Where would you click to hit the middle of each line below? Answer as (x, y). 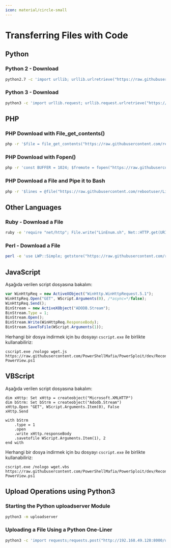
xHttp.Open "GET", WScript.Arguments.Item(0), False (62, 407)
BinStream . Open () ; (25, 317)
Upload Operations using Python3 (60, 492)
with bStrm (17, 420)
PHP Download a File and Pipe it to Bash (55, 181)
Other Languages (34, 207)
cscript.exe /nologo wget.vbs (37, 467)
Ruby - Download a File (34, 222)
